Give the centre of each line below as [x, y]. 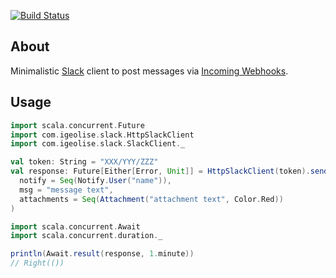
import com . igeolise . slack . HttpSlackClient [102, 135]
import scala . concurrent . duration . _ [86, 236]
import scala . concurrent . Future [77, 125]
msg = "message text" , [66, 190]
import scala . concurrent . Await [75, 226]
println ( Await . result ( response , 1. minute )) [102, 254]
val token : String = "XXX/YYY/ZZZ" [84, 162]
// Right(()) [37, 263]
